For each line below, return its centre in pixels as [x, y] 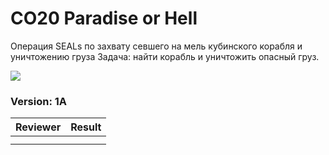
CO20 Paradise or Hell [104, 18]
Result [86, 127]
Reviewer [38, 127]
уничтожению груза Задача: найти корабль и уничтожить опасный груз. [165, 56]
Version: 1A [39, 101]
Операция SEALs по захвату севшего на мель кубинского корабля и [156, 46]
